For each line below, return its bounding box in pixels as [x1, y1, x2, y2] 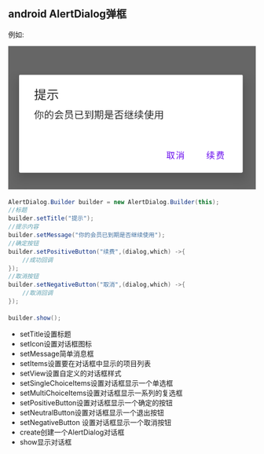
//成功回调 [22, 256, 53, 264]
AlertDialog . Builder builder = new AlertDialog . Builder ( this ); [8, 198, 220, 206]
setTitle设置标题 [19, 329, 72, 339]
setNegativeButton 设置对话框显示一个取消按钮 [19, 417, 171, 427]
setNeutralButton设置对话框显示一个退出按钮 [19, 408, 165, 417]
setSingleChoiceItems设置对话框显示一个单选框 [19, 378, 174, 387]
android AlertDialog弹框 [8, 7, 127, 21]
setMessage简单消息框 [19, 349, 94, 358]
